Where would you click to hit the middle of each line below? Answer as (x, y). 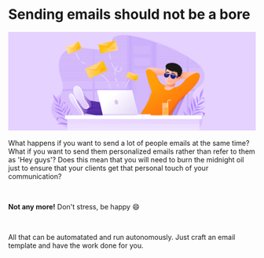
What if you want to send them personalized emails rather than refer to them (132, 151)
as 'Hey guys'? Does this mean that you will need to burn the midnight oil (126, 160)
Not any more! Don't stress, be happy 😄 (74, 207)
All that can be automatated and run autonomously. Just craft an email (122, 238)
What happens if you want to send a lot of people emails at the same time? (129, 144)
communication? (35, 176)
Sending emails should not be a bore (129, 15)
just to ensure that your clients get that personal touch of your (108, 168)
